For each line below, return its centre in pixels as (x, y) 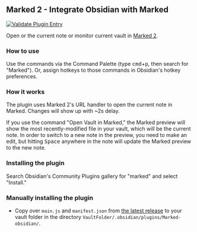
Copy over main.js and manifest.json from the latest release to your (98, 211)
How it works (26, 92)
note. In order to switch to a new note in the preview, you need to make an (97, 135)
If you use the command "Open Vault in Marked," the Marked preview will (96, 123)
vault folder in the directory (48, 217)
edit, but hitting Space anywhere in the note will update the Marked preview (99, 141)
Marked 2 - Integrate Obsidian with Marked (88, 10)
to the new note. (26, 148)
